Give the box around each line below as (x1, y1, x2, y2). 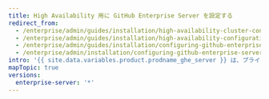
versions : (8, 71, 42, 79)
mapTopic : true (8, 64, 59, 72)
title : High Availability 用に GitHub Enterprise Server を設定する (8, 11, 234, 20)
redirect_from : (8, 19, 59, 27)
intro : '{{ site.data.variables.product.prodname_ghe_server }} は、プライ (8, 57, 261, 65)
